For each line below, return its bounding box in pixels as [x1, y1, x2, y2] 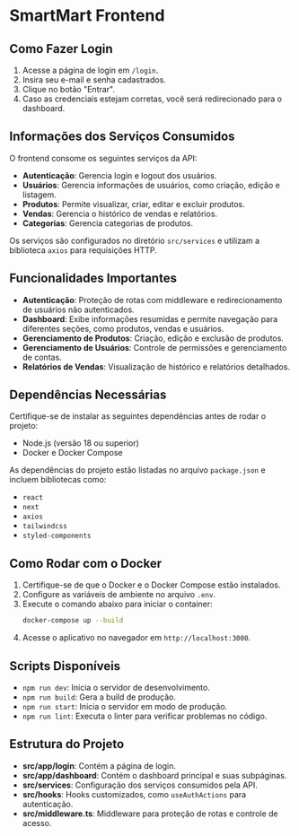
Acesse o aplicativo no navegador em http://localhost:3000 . [22, 632, 251, 643]
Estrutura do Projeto [9, 736, 125, 752]
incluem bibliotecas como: [9, 475, 107, 485]
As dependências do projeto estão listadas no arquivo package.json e [9, 465, 267, 475]
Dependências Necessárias [9, 388, 167, 403]
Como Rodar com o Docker [9, 555, 163, 570]
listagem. [22, 189, 57, 200]
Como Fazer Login [9, 41, 114, 57]
